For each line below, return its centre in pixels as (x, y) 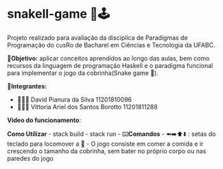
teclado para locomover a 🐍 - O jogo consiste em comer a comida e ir (105, 144)
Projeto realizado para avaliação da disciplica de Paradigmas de (97, 37)
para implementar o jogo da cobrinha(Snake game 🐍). (83, 73)
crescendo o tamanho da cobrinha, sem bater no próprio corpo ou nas (107, 151)
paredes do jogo (30, 158)
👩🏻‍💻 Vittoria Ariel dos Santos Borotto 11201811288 (87, 106)
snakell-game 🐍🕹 (59, 14)
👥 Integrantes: (27, 86)
